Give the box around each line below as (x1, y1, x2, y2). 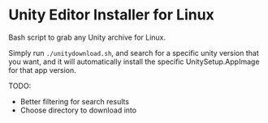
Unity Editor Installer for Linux (8, 6, 215, 24)
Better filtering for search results (19, 96, 130, 106)
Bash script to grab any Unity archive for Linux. (8, 32, 166, 42)
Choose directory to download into (19, 105, 136, 115)
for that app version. (8, 65, 77, 74)
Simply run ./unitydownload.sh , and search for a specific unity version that (8, 48, 260, 57)
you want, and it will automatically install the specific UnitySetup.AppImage (8, 57, 260, 66)
